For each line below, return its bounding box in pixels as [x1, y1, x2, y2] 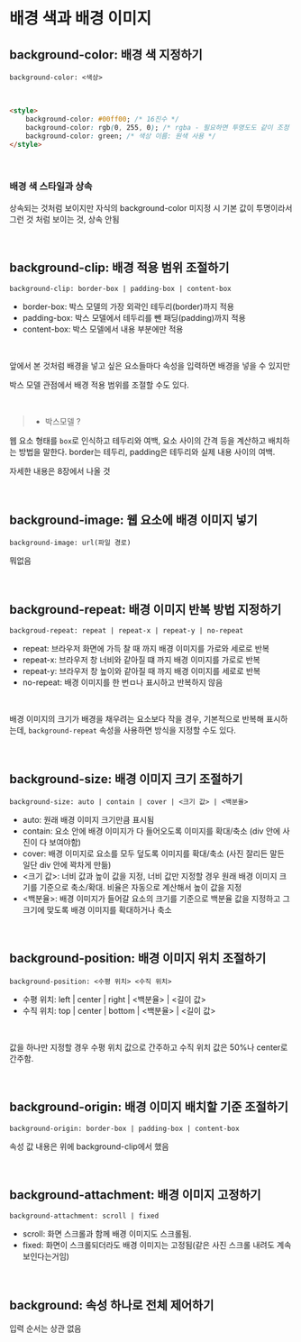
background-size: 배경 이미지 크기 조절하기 [9, 771, 243, 787]
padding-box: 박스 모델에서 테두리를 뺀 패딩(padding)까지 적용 [22, 313, 246, 324]
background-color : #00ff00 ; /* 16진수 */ [25, 114, 180, 123]
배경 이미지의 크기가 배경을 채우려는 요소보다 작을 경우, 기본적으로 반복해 [9, 714, 264, 725]
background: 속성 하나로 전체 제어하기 [9, 1297, 214, 1312]
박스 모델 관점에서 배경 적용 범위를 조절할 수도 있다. [9, 379, 189, 390]
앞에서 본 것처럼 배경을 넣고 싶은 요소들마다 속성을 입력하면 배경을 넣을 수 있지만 [9, 361, 291, 371]
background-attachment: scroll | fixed [9, 1211, 160, 1221]
